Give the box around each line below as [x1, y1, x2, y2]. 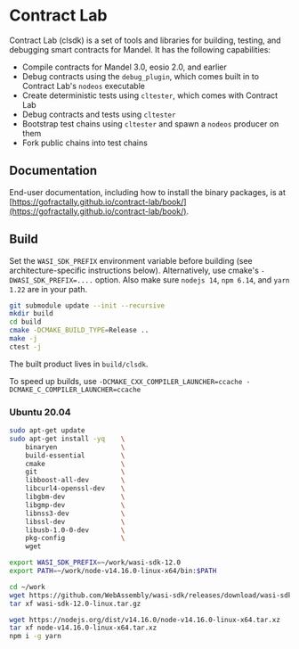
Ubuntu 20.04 [9, 406, 71, 418]
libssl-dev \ [25, 517, 125, 526]
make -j [9, 334, 38, 343]
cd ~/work [9, 582, 46, 591]
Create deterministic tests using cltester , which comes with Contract [21, 90, 279, 101]
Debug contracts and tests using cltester [21, 109, 176, 119]
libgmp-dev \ [25, 500, 125, 509]
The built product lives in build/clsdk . [9, 358, 149, 369]
